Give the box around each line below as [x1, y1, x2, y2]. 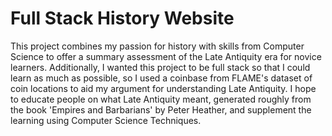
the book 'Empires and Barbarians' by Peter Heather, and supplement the [10, 103, 312, 116]
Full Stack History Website [10, 7, 235, 30]
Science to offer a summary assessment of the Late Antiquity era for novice [10, 50, 322, 62]
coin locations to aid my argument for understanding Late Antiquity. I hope [10, 82, 317, 94]
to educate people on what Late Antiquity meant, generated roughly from [10, 93, 312, 105]
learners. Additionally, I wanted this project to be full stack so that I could [10, 61, 311, 73]
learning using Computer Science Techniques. [10, 114, 202, 126]
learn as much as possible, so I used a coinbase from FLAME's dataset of [10, 72, 313, 84]
